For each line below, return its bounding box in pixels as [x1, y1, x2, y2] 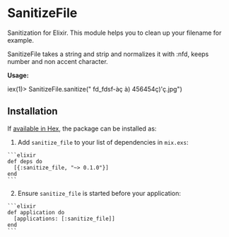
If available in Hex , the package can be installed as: [7, 124, 157, 133]
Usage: [7, 71, 30, 79]
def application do [7, 209, 65, 216]
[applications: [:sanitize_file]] [13, 215, 115, 222]
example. [7, 35, 34, 44]
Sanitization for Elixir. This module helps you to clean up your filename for [7, 28, 222, 37]
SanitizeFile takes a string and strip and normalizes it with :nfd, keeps [7, 50, 209, 58]
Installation [7, 105, 58, 118]
